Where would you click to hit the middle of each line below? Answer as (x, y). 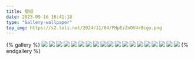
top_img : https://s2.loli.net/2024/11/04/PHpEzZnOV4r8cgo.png (84, 28)
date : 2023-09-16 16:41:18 (39, 17)
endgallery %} (24, 51)
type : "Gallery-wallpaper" (39, 22)
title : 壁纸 (20, 11)
